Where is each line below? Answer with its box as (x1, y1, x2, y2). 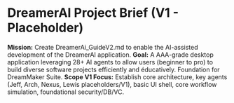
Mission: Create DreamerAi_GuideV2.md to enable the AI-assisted (7, 43, 198, 51)
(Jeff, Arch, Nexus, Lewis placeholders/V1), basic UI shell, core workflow (7, 80, 217, 88)
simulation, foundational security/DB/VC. (7, 88, 125, 96)
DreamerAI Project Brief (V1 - (7, 5, 179, 21)
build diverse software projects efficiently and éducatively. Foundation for (7, 65, 220, 74)
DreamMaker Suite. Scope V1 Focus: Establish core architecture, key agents (7, 72, 228, 81)
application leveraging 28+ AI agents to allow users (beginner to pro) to (7, 57, 214, 66)
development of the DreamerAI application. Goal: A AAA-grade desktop (7, 50, 214, 59)
